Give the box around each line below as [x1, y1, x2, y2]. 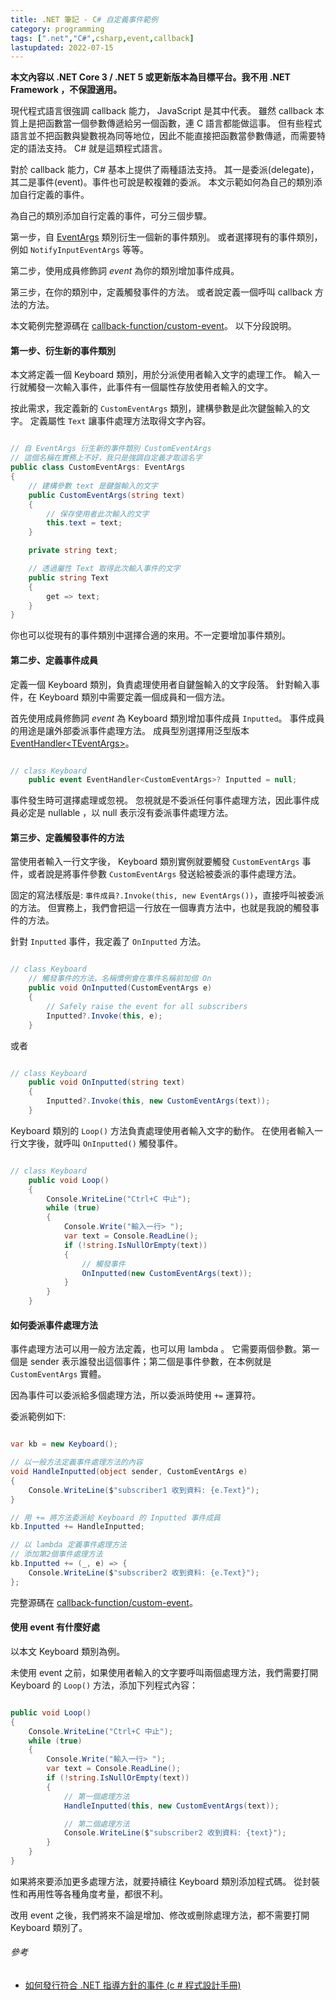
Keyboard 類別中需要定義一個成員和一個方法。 [38, 691, 231, 703]
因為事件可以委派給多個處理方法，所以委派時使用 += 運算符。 [10, 1389, 262, 1401]
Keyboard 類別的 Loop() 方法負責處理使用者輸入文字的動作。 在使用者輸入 [10, 1124, 315, 1136]
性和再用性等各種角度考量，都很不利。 [10, 1887, 168, 1900]
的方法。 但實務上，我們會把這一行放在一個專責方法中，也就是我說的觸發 [10, 902, 311, 914]
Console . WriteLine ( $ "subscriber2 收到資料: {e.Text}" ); [28, 1567, 260, 1578]
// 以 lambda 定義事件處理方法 [10, 1540, 127, 1550]
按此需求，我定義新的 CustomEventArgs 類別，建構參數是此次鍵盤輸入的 [10, 402, 302, 415]
